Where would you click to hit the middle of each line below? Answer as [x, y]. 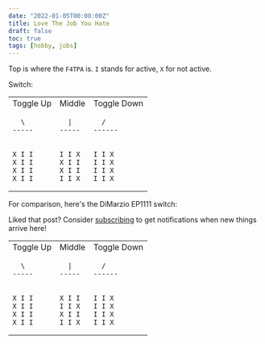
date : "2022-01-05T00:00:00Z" [59, 16]
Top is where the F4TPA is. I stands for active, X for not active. [110, 69]
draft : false [30, 31]
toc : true [25, 38]
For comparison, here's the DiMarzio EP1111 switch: [93, 204]
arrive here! [27, 229]
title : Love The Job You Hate [59, 23]
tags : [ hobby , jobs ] [43, 46]
